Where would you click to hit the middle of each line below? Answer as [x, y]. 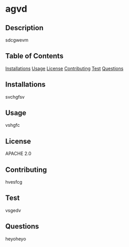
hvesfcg [14, 182]
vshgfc [13, 125]
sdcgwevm [17, 40]
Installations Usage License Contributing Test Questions [64, 68]
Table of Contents [35, 56]
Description [24, 28]
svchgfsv [15, 97]
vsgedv [13, 210]
